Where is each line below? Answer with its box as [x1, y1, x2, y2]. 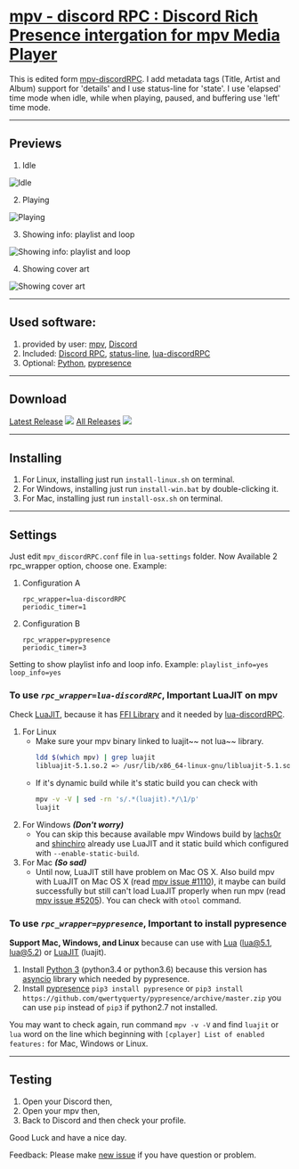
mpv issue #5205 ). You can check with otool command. [35, 895, 242, 905]
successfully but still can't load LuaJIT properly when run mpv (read [35, 885, 287, 896]
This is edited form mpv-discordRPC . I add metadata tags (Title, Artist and [9, 73, 280, 84]
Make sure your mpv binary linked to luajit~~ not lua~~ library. [35, 736, 264, 747]
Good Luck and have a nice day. [9, 1132, 127, 1142]
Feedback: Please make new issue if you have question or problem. [9, 1149, 256, 1160]
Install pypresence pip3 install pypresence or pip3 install [21, 983, 244, 994]
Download [9, 391, 67, 406]
